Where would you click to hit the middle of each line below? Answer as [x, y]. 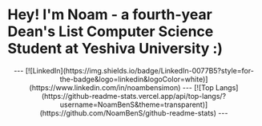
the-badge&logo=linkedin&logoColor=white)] [134, 79]
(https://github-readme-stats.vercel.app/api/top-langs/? [133, 96]
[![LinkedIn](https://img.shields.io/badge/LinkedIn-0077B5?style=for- [139, 70]
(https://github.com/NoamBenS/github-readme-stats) [128, 112]
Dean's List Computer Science [111, 31]
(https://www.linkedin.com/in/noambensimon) [105, 87]
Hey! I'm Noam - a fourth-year [110, 15]
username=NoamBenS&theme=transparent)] [134, 104]
